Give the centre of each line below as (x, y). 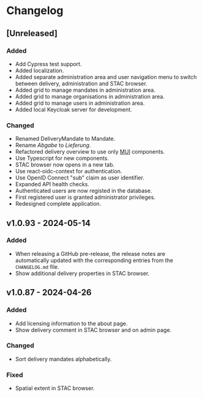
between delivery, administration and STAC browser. (81, 83)
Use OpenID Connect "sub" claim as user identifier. (80, 178)
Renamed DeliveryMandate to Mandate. (65, 139)
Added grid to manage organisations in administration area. (90, 96)
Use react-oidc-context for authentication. (68, 171)
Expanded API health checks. (52, 184)
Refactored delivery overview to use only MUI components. (90, 152)
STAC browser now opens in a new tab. (65, 165)
